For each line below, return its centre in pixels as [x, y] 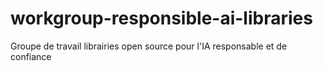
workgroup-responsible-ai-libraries [161, 18]
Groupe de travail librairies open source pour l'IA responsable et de [149, 46]
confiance [31, 56]
